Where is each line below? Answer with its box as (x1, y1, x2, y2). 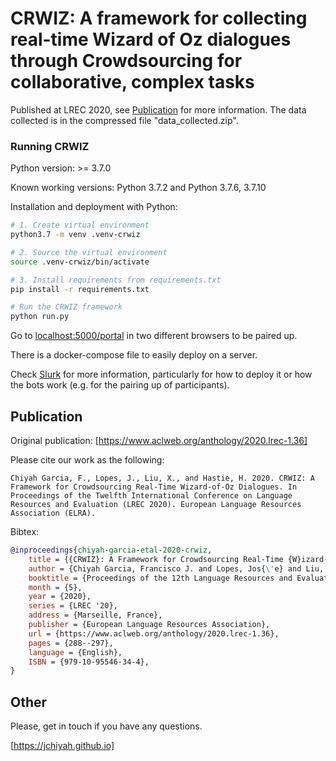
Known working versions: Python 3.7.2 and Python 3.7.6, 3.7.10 (10, 182, 267, 194)
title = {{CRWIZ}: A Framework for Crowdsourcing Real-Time (28, 554, 284, 564)
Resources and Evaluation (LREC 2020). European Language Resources (10, 500, 302, 510)
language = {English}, (28, 647, 123, 657)
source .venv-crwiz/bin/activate (10, 257, 150, 267)
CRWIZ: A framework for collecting (10, 7, 308, 30)
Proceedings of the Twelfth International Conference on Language (10, 491, 293, 501)
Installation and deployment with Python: (10, 201, 178, 213)
